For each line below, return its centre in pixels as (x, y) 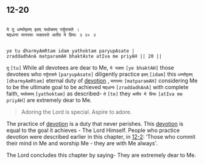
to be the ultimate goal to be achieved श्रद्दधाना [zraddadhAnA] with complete (97, 87)
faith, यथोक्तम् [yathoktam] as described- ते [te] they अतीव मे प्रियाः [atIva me (94, 94)
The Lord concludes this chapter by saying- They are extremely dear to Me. (101, 155)
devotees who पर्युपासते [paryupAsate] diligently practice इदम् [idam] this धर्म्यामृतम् (100, 74)
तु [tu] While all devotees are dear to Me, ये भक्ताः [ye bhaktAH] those (90, 67)
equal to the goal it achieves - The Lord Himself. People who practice (93, 130)
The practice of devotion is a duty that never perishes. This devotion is (95, 123)
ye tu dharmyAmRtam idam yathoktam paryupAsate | (71, 51)
